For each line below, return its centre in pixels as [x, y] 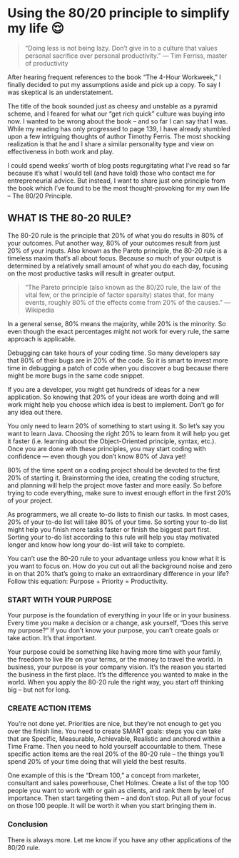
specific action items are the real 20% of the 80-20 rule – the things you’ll [116, 754]
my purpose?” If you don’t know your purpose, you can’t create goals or [113, 630]
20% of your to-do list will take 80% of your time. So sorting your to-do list [117, 522]
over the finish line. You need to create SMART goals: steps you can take [115, 731]
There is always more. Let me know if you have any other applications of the [119, 839]
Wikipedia [40, 310]
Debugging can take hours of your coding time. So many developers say [114, 353]
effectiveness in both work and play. [61, 151]
